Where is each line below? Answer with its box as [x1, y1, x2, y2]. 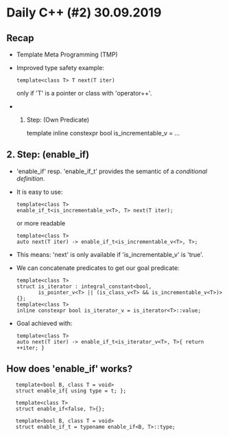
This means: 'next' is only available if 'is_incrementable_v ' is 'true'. [16, 250, 204, 258]
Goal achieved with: [16, 319, 73, 327]
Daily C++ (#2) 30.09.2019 [6, 5, 162, 21]
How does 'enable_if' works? [6, 363, 133, 375]
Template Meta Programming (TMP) [16, 50, 118, 58]
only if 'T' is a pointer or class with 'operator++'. [16, 89, 152, 97]
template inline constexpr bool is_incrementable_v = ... [26, 129, 180, 137]
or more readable [16, 218, 66, 227]
